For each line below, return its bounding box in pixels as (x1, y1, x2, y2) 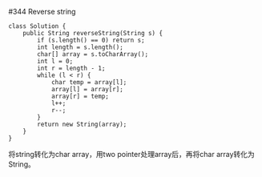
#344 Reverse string (8, 7, 76, 16)
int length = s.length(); (37, 43, 124, 51)
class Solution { (8, 22, 67, 30)
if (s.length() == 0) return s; (37, 36, 146, 44)
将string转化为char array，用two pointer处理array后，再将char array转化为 (8, 150, 255, 159)
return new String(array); (37, 120, 127, 128)
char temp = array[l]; (50, 78, 127, 86)
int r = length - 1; (37, 64, 106, 72)
